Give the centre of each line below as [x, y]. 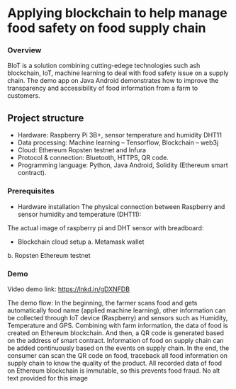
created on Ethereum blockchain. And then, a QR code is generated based [116, 333]
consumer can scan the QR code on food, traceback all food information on [118, 355]
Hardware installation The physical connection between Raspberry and [121, 206]
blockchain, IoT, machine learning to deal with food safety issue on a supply [118, 73]
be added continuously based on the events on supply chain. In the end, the [118, 348]
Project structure [46, 118]
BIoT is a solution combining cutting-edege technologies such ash [104, 66]
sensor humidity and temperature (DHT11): [79, 214]
